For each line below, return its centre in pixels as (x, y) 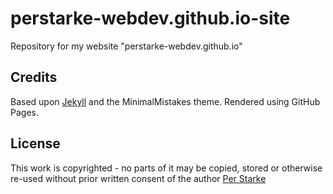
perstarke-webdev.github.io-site (150, 18)
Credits (34, 77)
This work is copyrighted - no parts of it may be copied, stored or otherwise (166, 168)
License (35, 143)
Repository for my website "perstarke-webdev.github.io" (126, 46)
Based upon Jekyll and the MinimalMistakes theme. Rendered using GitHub (165, 101)
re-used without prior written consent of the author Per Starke (138, 178)
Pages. (24, 112)
